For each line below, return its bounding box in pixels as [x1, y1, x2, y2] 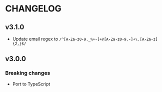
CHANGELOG [5, 3, 61, 14]
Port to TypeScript [12, 81, 50, 87]
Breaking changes [5, 70, 50, 77]
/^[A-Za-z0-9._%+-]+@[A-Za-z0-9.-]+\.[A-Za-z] [59, 37, 158, 42]
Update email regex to [12, 36, 58, 42]
